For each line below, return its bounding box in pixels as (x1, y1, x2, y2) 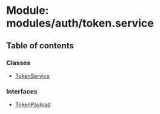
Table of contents (6, 40, 74, 51)
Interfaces (6, 87, 38, 95)
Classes (6, 59, 31, 67)
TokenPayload (15, 101, 51, 109)
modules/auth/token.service (6, 16, 154, 30)
